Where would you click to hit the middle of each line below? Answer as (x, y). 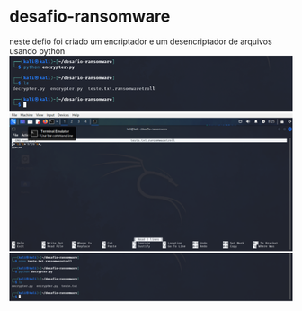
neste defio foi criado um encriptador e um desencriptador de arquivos (141, 41)
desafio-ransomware (90, 17)
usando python (37, 50)
